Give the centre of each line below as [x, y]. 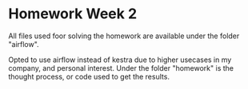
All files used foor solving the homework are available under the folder [124, 36]
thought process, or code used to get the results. [89, 76]
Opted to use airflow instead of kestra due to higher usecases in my [120, 60]
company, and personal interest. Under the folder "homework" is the [121, 68]
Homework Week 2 [73, 14]
